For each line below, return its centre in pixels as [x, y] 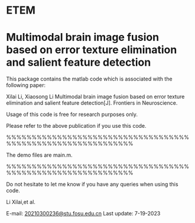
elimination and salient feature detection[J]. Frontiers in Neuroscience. [92, 103]
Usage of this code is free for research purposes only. [72, 114]
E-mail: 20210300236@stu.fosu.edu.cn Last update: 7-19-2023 [83, 214]
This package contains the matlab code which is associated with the [89, 79]
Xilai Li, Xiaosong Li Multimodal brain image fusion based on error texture [95, 97]
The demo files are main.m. [39, 155]
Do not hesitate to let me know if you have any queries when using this [92, 185]
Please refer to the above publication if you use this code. [76, 126]
